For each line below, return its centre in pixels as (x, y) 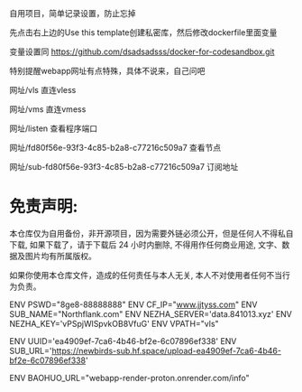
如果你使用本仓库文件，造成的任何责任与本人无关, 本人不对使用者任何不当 (146, 275)
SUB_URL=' (31, 350)
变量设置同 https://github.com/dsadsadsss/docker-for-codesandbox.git (142, 51)
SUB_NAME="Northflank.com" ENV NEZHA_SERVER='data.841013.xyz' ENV (151, 313)
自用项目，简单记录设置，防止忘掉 (73, 13)
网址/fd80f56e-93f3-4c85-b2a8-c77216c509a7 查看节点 (115, 148)
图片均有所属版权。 (60, 256)
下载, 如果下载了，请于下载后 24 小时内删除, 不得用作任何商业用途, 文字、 (146, 244)
